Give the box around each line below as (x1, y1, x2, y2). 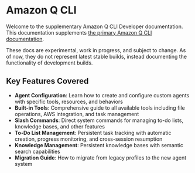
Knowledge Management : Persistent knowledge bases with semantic (14, 141, 183, 148)
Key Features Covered (6, 76, 89, 86)
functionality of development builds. (6, 59, 93, 66)
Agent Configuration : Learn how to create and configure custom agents (14, 91, 190, 99)
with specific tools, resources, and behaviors (14, 98, 123, 105)
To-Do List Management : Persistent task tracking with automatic (14, 129, 172, 136)
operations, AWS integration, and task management (14, 110, 139, 117)
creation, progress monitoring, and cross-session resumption (14, 135, 163, 143)
